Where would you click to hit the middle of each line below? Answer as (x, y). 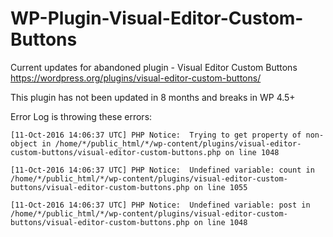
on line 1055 (220, 187)
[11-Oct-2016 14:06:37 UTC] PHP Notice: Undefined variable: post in (160, 205)
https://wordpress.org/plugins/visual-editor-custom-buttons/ (136, 78)
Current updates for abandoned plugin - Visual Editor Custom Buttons (154, 67)
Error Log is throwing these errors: (81, 116)
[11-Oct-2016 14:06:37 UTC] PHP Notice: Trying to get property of (156, 135)
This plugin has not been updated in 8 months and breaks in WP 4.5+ (153, 97)
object (24, 143)
